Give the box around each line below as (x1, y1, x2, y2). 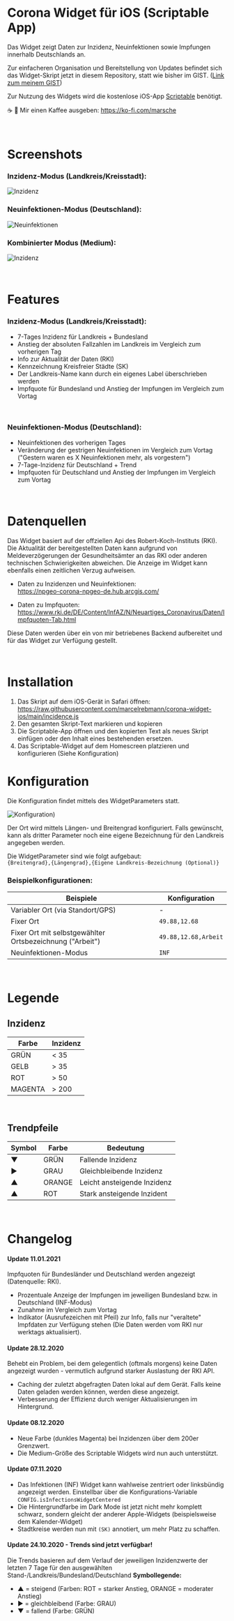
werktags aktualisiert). (17, 1328, 81, 1337)
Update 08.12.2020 (7, 1418, 65, 1426)
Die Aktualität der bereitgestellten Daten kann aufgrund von (7, 544, 178, 552)
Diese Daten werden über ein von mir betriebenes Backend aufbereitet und (7, 629, 223, 637)
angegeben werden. (7, 838, 65, 846)
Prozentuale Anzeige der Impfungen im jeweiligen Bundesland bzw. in (17, 1291, 218, 1300)
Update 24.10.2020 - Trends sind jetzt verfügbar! (7, 1541, 153, 1549)
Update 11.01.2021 (7, 1254, 61, 1263)
